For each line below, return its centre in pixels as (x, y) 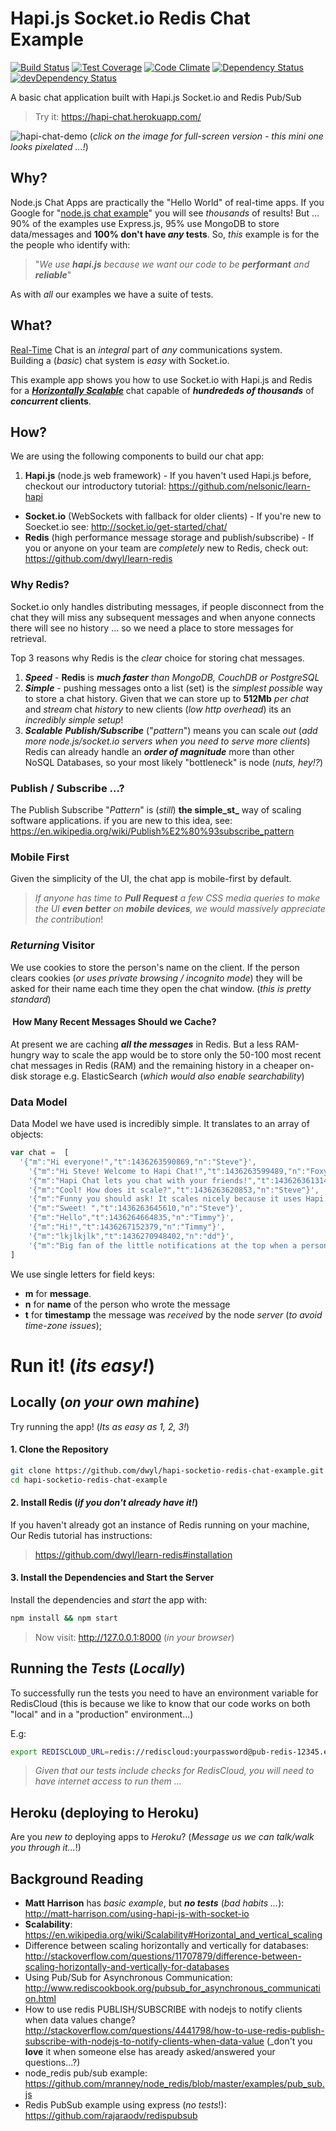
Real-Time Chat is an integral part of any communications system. (146, 349)
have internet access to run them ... (108, 1781)
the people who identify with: (70, 244)
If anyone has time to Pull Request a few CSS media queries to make (177, 898)
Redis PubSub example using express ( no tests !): (125, 2105)
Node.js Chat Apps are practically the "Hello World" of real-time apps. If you (167, 202)
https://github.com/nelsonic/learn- (240, 486)
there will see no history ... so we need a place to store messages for (152, 628)
